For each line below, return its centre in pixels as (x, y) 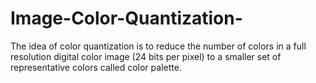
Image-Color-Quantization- (126, 18)
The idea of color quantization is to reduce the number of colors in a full (158, 46)
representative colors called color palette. (96, 67)
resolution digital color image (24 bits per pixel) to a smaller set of (146, 56)
